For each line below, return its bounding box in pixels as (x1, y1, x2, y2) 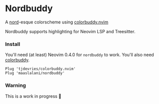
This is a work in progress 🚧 (5, 93, 62, 99)
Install (5, 41, 21, 47)
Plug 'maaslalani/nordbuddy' (5, 71, 65, 76)
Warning (5, 82, 26, 89)
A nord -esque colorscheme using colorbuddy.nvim (5, 19, 108, 25)
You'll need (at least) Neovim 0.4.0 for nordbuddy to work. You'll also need (5, 52, 154, 58)
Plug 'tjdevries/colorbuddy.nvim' (5, 66, 76, 71)
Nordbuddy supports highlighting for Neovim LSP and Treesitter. (5, 28, 135, 34)
